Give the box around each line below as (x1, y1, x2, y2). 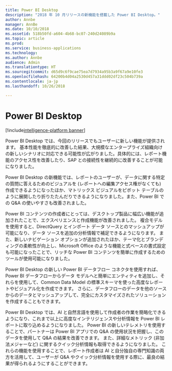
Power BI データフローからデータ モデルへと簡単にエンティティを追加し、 (5, 272, 160, 279)
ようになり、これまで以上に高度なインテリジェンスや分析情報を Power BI (5, 315, 160, 321)
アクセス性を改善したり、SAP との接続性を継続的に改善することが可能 (14, 157, 163, 163)
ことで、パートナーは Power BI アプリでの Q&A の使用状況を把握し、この (9, 328, 164, 334)
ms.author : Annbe (5, 55, 42, 60)
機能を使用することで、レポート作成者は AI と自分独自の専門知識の (18, 347, 160, 354)
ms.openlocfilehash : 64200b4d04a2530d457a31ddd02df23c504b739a (5, 74, 143, 79)
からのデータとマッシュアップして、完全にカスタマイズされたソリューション (5, 292, 166, 298)
